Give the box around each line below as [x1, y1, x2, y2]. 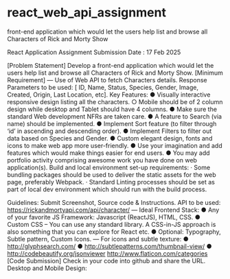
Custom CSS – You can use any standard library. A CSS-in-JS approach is [7, 220, 216, 228]
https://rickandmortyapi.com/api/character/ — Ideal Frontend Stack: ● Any [7, 206, 220, 214]
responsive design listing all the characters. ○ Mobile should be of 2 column [7, 97, 223, 106]
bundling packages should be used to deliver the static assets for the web [7, 170, 216, 179]
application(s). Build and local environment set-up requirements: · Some [7, 163, 211, 171]
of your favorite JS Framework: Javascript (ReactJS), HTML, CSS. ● [7, 213, 200, 221]
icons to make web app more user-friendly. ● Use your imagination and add [7, 141, 222, 149]
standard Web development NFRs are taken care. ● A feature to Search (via [7, 112, 222, 121]
